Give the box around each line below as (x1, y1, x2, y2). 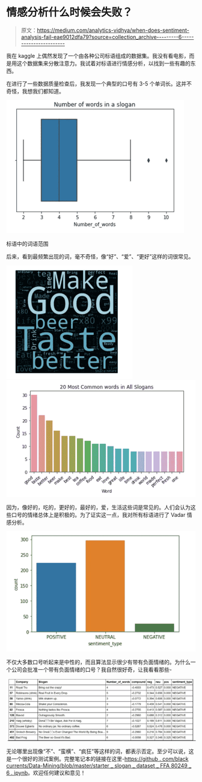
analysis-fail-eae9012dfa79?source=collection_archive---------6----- (20, 33, 194, 40)
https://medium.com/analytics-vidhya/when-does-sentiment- (37, 27, 189, 34)
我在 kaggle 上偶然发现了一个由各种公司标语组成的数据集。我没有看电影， (6, 52, 189, 59)
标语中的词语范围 (6, 240, 49, 247)
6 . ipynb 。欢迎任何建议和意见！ (6, 769, 86, 777)
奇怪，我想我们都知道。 (6, 87, 64, 95)
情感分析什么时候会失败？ (6, 5, 133, 19)
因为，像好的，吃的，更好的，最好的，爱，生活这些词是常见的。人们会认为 (6, 504, 191, 511)
